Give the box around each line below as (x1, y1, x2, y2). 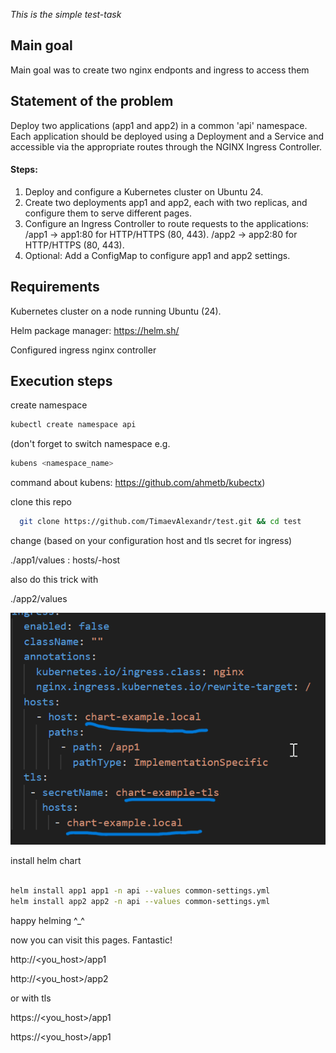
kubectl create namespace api (10, 420, 137, 430)
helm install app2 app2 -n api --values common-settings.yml (10, 896, 271, 906)
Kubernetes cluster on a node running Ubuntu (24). (10, 305, 222, 317)
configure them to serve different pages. (24, 207, 193, 219)
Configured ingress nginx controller (10, 344, 157, 356)
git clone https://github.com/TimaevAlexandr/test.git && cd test (19, 517, 302, 527)
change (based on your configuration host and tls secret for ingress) (10, 535, 293, 547)
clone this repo (10, 496, 72, 508)
